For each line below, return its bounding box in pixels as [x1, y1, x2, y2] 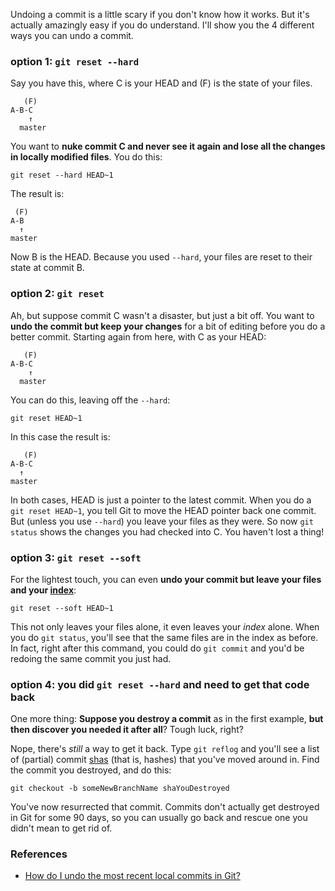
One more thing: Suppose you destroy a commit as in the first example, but [10, 713, 324, 725]
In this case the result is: [10, 430, 111, 443]
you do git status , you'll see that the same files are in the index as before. [10, 631, 319, 643]
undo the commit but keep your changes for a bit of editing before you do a [10, 320, 326, 332]
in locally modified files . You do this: [10, 151, 163, 163]
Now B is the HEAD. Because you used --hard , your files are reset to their [10, 251, 313, 263]
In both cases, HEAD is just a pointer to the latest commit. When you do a [10, 494, 312, 506]
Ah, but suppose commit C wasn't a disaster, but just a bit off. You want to [10, 309, 315, 321]
